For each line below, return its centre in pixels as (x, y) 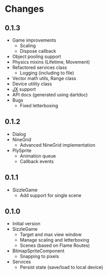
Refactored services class (39, 67)
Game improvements (34, 40)
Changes (24, 9)
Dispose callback (38, 51)
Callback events (37, 161)
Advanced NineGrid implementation (58, 145)
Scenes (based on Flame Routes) (55, 245)
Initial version (26, 224)
